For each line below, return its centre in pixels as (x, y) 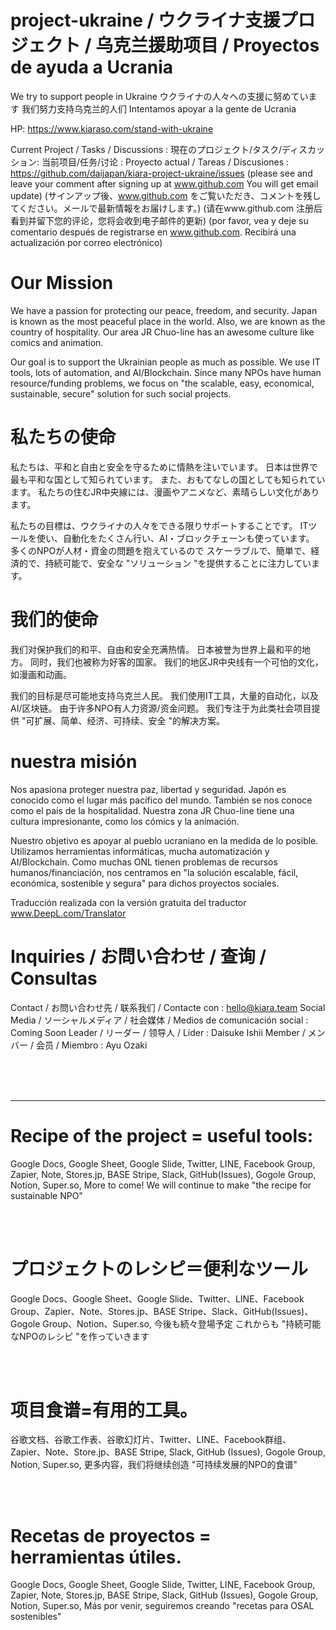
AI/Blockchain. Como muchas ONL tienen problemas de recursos (144, 862)
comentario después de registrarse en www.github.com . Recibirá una (153, 232)
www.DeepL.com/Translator (68, 913)
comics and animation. (57, 342)
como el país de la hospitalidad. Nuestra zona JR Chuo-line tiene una (152, 810)
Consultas (54, 978)
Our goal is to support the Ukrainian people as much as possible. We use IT (165, 362)
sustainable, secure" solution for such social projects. (121, 393)
